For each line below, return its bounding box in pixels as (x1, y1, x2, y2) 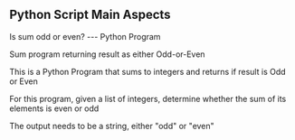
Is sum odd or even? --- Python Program (9, 31, 161, 42)
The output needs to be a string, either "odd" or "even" (9, 120, 214, 131)
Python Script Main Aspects (9, 7, 171, 23)
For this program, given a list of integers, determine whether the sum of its (9, 93, 287, 104)
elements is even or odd (9, 103, 100, 114)
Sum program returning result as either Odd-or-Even (9, 49, 205, 60)
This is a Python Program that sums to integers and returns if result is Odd (9, 66, 287, 77)
